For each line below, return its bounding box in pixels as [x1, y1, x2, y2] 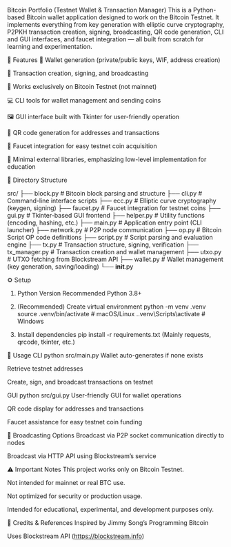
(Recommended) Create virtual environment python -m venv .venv [17, 302, 206, 311]
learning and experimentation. [7, 43, 93, 50]
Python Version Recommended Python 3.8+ [17, 289, 143, 297]
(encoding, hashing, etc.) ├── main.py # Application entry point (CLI [7, 218, 202, 227]
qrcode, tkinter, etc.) [17, 338, 76, 346]
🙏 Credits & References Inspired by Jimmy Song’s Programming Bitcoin [7, 519, 209, 526]
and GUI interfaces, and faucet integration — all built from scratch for [7, 35, 204, 43]
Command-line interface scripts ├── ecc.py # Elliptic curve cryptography [7, 196, 217, 205]
